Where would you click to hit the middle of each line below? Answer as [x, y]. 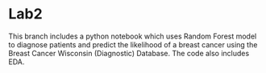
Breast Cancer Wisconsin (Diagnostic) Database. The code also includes [129, 53]
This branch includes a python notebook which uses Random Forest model [133, 36]
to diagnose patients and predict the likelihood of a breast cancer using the [133, 44]
